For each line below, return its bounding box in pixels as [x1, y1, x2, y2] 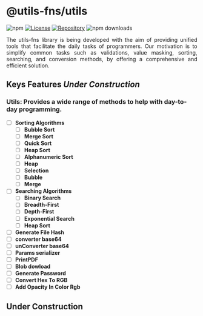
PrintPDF [15, 256, 38, 263]
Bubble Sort [24, 126, 55, 133]
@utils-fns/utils [6, 4, 88, 18]
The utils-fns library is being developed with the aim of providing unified [6, 36, 198, 43]
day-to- [164, 98, 187, 106]
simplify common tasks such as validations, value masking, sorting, [6, 49, 198, 56]
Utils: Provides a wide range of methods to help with [6, 98, 163, 106]
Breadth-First [24, 201, 59, 209]
